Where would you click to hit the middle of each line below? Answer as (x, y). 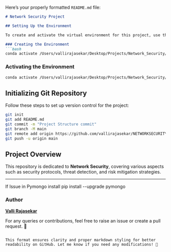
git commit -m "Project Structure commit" (51, 124)
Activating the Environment (40, 67)
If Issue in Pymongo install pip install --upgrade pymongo (65, 187)
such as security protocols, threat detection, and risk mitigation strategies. (83, 172)
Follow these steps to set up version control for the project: (67, 105)
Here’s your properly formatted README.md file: (53, 7)
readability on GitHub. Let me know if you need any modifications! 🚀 (82, 244)
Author (14, 200)
